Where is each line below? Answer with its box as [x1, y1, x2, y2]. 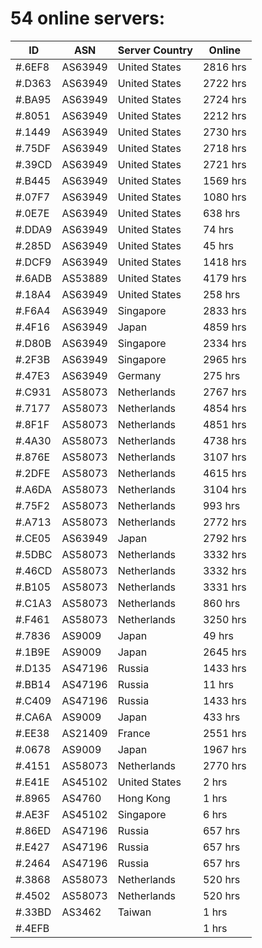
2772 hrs [202, 515, 247, 529]
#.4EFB [15, 921, 50, 935]
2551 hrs [202, 726, 247, 740]
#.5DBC [15, 547, 53, 561]
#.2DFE [15, 466, 51, 480]
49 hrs [202, 628, 234, 642]
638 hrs [202, 206, 241, 220]
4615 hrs [202, 466, 247, 480]
